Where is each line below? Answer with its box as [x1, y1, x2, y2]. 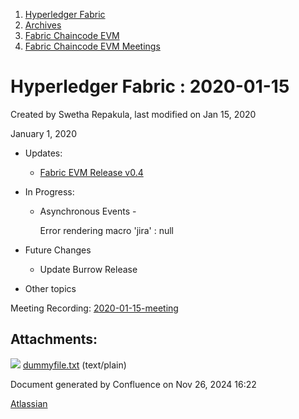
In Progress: [24, 185, 75, 198]
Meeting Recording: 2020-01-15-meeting [10, 302, 179, 314]
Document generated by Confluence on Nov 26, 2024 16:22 [10, 378, 257, 390]
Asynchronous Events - [39, 205, 137, 217]
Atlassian [10, 397, 48, 409]
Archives [24, 19, 62, 31]
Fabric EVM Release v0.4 [39, 166, 144, 178]
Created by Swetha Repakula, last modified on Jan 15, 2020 [10, 108, 257, 120]
